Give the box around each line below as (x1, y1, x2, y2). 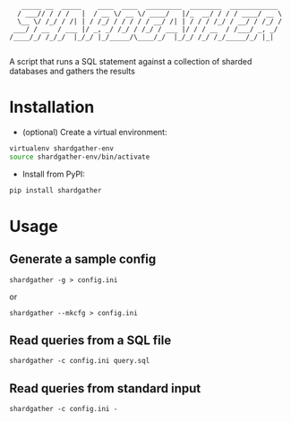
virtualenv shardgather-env (9, 143, 115, 153)
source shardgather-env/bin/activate (9, 152, 150, 161)
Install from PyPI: (21, 168, 85, 179)
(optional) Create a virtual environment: (21, 126, 167, 137)
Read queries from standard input (9, 381, 201, 396)
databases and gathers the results (9, 65, 136, 76)
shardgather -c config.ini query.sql (9, 357, 150, 366)
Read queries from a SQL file (9, 332, 172, 348)
